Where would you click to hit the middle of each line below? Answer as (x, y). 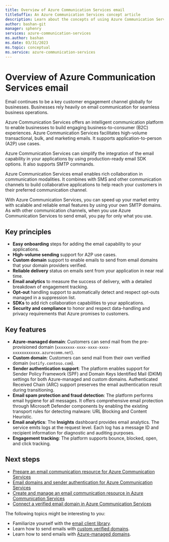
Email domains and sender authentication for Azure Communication (82, 482)
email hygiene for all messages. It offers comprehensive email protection (88, 401)
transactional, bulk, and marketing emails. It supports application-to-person (83, 138)
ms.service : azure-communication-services (50, 52)
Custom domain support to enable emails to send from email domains (85, 260)
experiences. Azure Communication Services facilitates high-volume (76, 133)
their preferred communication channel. (47, 190)
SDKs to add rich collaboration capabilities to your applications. (78, 303)
